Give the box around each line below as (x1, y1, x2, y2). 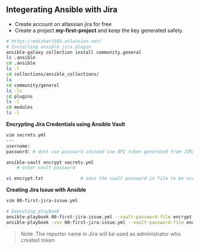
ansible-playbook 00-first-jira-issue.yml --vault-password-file (6, 213, 171, 220)
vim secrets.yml (6, 132, 46, 138)
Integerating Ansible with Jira (6, 5, 118, 15)
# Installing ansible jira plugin (6, 44, 92, 50)
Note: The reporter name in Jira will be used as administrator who (20, 230, 181, 237)
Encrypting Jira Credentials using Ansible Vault (6, 121, 126, 128)
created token (20, 237, 55, 244)
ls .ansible (6, 55, 36, 61)
